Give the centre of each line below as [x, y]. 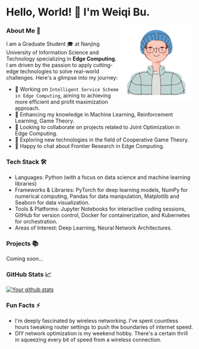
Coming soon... [25, 259]
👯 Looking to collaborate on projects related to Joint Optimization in [97, 127]
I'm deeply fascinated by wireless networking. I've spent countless [96, 320]
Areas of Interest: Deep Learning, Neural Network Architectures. [93, 228]
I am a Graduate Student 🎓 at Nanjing [53, 44]
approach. [27, 108]
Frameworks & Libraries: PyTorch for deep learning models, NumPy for [101, 190]
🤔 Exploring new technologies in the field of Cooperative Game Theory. [102, 140]
